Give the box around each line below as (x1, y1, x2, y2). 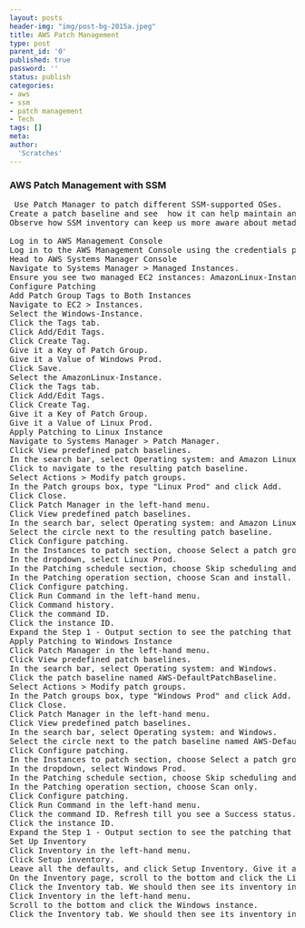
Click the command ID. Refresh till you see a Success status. (9, 809, 297, 819)
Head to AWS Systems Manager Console (9, 254, 178, 264)
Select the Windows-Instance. (9, 308, 144, 318)
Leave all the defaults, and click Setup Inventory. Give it (9, 863, 288, 873)
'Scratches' (17, 148, 64, 157)
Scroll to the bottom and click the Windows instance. (9, 900, 259, 910)
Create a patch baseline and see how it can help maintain (9, 208, 283, 218)
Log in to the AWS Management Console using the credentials (9, 245, 288, 255)
